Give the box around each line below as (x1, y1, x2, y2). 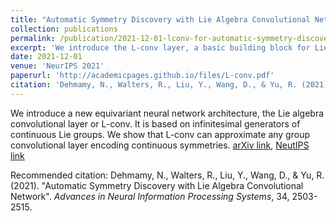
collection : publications (10, 24, 118, 34)
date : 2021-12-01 (10, 52, 83, 62)
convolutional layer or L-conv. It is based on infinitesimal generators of (10, 117, 301, 130)
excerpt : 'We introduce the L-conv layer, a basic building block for (10, 42, 311, 53)
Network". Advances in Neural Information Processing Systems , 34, (10, 190, 290, 202)
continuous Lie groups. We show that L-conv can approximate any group (10, 128, 310, 140)
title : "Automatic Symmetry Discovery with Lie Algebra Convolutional (10, 14, 311, 25)
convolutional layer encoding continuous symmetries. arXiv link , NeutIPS (10, 139, 310, 151)
